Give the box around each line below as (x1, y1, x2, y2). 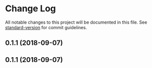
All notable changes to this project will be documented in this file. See (5, 19, 148, 25)
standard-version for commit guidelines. (5, 24, 87, 30)
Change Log (5, 3, 56, 14)
